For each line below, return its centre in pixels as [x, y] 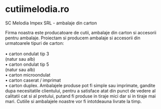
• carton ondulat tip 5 [27, 64]
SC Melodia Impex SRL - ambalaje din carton [51, 23]
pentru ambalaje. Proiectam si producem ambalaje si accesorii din [73, 38]
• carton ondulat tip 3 [27, 54]
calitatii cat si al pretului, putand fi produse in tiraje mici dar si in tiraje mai [80, 96]
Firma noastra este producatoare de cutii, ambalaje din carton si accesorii [81, 32]
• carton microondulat [28, 75]
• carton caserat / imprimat [33, 80]
